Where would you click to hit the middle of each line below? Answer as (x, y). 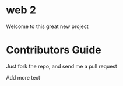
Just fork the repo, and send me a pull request (62, 66)
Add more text (23, 77)
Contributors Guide (54, 50)
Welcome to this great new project (47, 26)
